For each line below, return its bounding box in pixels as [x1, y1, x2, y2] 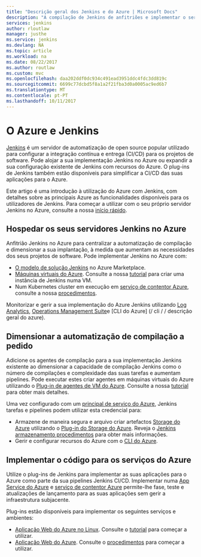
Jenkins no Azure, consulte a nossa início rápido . [6, 206, 127, 214]
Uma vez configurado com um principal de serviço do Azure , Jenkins [6, 400, 178, 408]
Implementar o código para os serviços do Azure [6, 454, 191, 465]
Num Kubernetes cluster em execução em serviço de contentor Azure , [14, 283, 189, 291]
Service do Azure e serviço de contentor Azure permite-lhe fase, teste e [6, 484, 184, 490]
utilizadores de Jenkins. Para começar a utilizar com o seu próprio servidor [6, 200, 191, 207]
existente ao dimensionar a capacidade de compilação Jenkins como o [6, 363, 181, 370]
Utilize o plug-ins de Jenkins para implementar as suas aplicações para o [6, 471, 187, 478]
